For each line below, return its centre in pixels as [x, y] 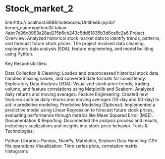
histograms [17, 151]
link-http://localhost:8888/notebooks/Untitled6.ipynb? [60, 22]
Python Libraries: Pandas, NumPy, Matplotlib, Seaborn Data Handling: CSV [81, 140]
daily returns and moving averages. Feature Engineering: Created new [77, 94]
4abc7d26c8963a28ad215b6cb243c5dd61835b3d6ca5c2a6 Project [75, 33]
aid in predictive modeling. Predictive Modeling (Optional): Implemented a [80, 105]
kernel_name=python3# [29, 27]
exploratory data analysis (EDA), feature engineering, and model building [79, 49]
